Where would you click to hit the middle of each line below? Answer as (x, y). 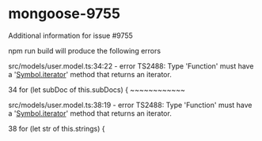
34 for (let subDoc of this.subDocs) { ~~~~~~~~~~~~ (97, 89)
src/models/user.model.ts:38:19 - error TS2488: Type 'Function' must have (130, 105)
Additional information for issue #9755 (70, 35)
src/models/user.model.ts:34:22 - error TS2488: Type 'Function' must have (131, 66)
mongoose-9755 (65, 14)
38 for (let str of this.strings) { (57, 128)
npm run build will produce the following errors (84, 50)
